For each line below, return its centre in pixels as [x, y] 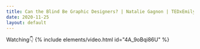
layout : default [26, 22]
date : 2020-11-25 [28, 17]
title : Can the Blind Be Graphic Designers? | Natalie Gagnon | [87, 12]
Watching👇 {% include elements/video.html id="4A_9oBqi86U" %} [88, 40]
